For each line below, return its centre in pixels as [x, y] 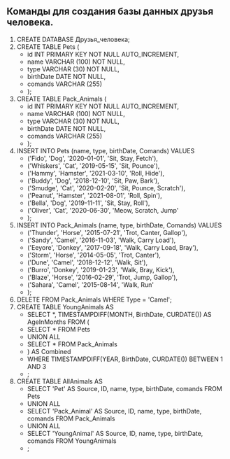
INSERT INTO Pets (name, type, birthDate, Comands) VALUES [106, 150]
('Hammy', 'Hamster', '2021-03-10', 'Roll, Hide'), [96, 173]
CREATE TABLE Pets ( [48, 47]
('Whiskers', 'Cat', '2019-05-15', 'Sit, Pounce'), [93, 165]
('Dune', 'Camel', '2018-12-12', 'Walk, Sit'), [87, 262]
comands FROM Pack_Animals [71, 418]
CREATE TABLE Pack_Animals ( [62, 99]
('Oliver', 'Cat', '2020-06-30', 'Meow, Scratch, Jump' [103, 210]
